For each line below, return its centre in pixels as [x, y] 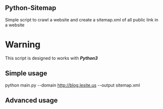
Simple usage [26, 73]
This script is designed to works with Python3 [51, 58]
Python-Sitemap [31, 8]
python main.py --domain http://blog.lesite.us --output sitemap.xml [72, 85]
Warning [23, 45]
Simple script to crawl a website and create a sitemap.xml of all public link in [82, 19]
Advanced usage [31, 100]
